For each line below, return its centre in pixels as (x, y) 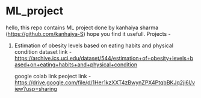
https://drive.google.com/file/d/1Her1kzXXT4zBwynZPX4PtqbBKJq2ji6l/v (105, 82)
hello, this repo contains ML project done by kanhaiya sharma (82, 27)
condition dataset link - (43, 51)
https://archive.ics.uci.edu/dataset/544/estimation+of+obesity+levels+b (104, 58)
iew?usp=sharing (36, 88)
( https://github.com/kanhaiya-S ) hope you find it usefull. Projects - (88, 33)
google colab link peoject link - (53, 76)
